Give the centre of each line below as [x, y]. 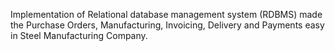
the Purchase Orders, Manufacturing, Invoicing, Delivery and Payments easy [167, 25]
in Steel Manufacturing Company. [79, 35]
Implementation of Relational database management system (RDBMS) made [166, 14]
